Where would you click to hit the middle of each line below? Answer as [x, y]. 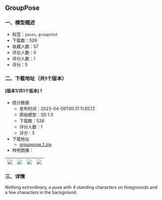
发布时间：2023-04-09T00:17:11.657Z [57, 108]
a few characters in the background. [41, 192]
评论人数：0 [24, 52]
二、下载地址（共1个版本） [36, 78]
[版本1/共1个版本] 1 [24, 91]
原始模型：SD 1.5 [36, 115]
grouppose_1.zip [35, 144]
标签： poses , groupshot [35, 34]
